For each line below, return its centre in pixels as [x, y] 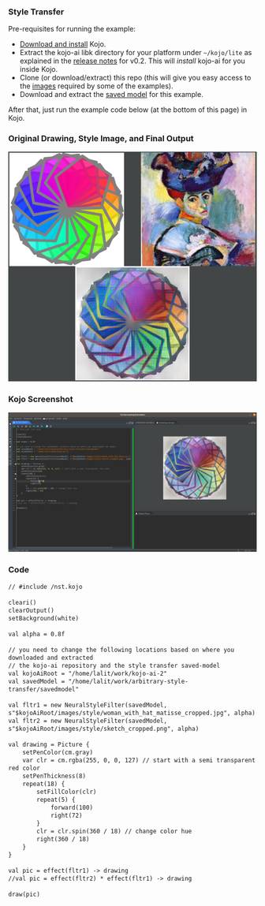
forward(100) [71, 808]
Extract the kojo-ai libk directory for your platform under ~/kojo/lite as [136, 53]
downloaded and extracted [50, 658]
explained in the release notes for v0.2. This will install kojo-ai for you [132, 61]
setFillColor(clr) [67, 792]
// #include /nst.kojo [45, 587]
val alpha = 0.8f [37, 634]
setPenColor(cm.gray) [58, 753]
